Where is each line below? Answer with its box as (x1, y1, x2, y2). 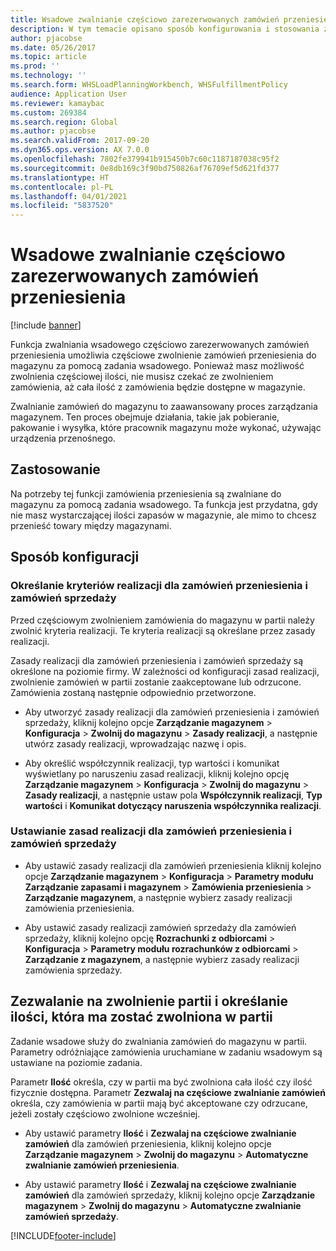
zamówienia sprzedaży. (24, 964, 123, 976)
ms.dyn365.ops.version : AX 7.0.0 (10, 145, 150, 155)
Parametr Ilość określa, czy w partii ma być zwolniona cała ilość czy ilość (10, 1076, 313, 1088)
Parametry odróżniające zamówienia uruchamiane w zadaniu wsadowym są (10, 1046, 323, 1058)
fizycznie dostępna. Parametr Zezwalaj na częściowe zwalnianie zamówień (10, 1086, 326, 1098)
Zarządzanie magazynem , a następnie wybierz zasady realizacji (24, 891, 293, 903)
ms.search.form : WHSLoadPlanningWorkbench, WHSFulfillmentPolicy (10, 80, 288, 90)
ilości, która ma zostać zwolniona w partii (10, 1009, 273, 1026)
